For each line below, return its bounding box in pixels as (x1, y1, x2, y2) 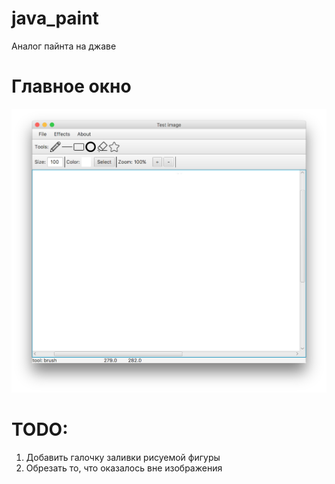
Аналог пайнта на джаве (11, 40, 117, 52)
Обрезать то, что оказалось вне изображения (25, 462, 223, 474)
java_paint (11, 7, 99, 30)
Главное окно (11, 75, 132, 98)
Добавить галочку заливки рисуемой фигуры (25, 451, 221, 463)
